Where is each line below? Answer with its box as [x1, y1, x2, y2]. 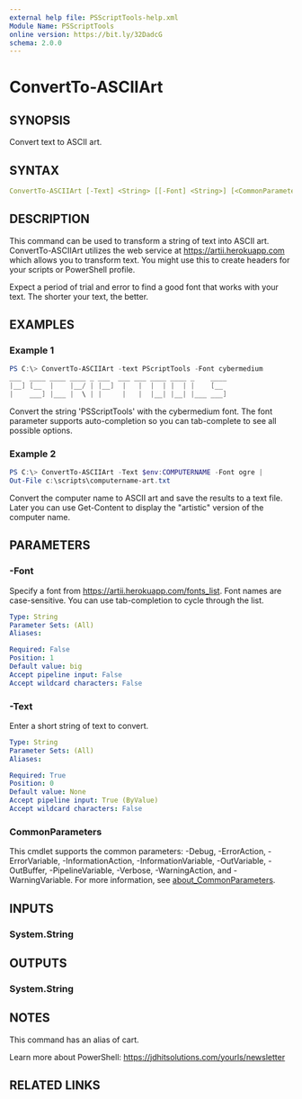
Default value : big [9, 662, 83, 671]
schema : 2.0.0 [9, 38, 63, 48]
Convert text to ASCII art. [9, 137, 102, 148]
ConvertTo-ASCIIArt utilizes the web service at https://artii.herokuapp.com [9, 245, 285, 256]
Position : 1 [9, 653, 54, 662]
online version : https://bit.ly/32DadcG [9, 30, 164, 39]
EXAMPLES [9, 317, 75, 333]
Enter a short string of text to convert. [9, 720, 149, 731]
